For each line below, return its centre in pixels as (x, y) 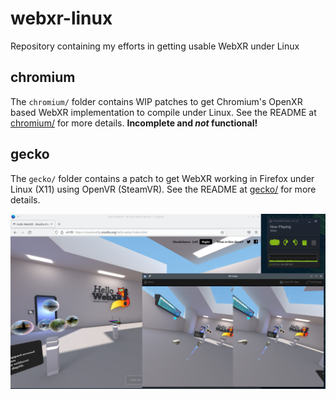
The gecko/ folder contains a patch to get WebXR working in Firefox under (162, 178)
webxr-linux (61, 18)
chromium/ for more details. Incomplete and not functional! (134, 123)
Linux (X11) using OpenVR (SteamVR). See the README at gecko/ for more (163, 189)
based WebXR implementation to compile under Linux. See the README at (163, 112)
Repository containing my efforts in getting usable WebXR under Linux (155, 46)
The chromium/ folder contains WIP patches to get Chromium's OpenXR (156, 101)
